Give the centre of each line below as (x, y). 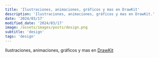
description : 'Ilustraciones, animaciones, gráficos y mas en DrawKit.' (80, 14)
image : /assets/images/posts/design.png (47, 28)
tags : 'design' (20, 37)
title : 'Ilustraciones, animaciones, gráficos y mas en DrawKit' (72, 9)
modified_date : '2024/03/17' (34, 23)
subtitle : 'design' (25, 32)
